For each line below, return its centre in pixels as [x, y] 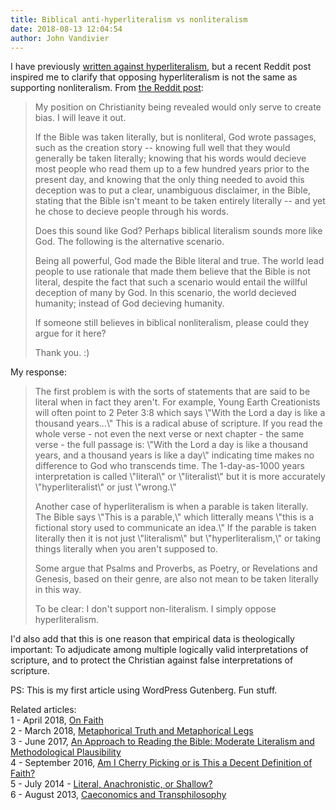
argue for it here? [70, 333]
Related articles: [43, 710]
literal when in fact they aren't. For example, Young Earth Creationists [177, 402]
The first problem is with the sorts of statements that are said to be [172, 392]
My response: [38, 372]
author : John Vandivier [60, 38]
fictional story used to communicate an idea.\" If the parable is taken [175, 528]
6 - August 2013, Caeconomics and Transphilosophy [118, 795]
